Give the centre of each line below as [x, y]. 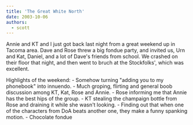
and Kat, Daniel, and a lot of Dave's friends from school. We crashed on [92, 56]
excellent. [18, 69]
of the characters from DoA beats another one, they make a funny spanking [97, 111]
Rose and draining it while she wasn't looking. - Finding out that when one [95, 105]
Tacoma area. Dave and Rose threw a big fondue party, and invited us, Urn [96, 51]
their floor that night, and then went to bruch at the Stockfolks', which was [95, 63]
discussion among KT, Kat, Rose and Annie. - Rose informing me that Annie [96, 92]
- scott [21, 28]
